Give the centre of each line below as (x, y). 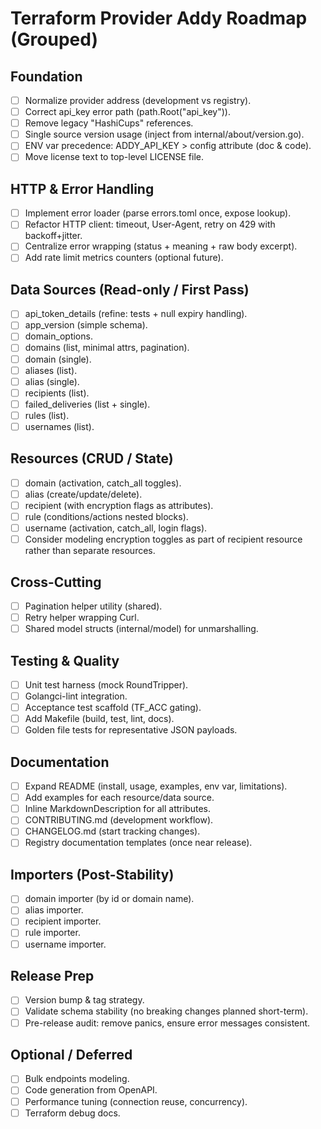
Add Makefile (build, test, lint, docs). (99, 719)
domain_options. (58, 336)
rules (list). (47, 415)
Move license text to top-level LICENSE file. (114, 157)
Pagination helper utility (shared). (93, 606)
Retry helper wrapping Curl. (82, 617)
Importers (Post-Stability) (92, 874)
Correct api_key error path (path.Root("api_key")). (127, 112)
